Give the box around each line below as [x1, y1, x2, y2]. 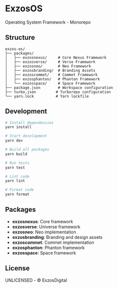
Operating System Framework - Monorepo [5, 19, 91, 25]
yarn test [5, 165, 26, 170]
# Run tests [5, 160, 29, 165]
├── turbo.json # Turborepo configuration [5, 89, 111, 94]
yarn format [5, 192, 29, 197]
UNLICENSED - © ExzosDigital [5, 277, 67, 283]
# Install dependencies [5, 120, 54, 125]
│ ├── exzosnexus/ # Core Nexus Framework [5, 55, 107, 60]
